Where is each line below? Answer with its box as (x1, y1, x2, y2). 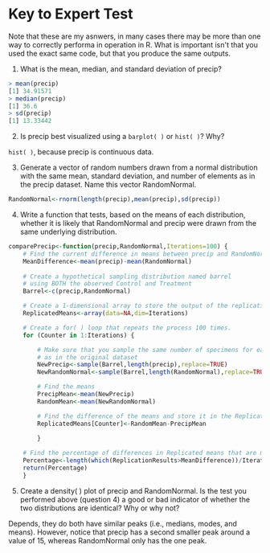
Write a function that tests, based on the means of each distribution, (19, 210, 246, 219)
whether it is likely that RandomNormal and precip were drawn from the (19, 219, 257, 228)
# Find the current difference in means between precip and (22, 250, 228, 258)
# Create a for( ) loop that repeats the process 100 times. (22, 323, 231, 332)
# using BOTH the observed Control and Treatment (22, 280, 193, 288)
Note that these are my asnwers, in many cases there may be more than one (8, 31, 261, 41)
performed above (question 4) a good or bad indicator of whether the (19, 494, 251, 504)
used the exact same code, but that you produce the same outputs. (8, 48, 231, 58)
